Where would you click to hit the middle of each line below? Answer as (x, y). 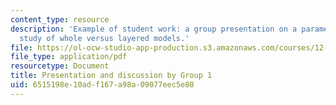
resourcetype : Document (60, 66)
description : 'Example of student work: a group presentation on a (154, 29)
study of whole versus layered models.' (104, 38)
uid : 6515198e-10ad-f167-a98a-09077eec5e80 (102, 85)
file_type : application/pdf (69, 57)
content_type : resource (60, 19)
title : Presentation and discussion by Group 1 (111, 76)
